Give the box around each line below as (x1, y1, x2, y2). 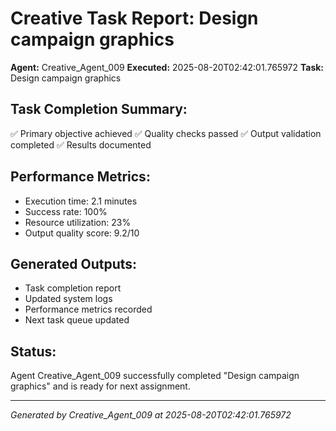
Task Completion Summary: (10, 101, 188, 118)
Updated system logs (24, 293, 113, 305)
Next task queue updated (24, 314, 130, 326)
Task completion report (24, 282, 122, 294)
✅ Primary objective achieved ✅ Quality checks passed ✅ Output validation (10, 127, 322, 139)
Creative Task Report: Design (10, 7, 259, 30)
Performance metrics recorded (24, 303, 153, 316)
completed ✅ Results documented (10, 138, 152, 151)
